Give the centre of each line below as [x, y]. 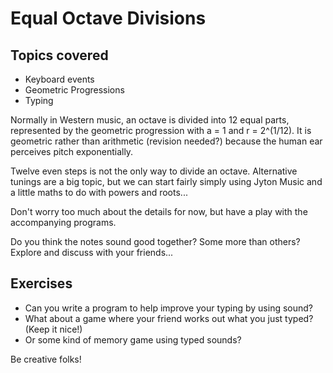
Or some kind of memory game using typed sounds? [133, 339]
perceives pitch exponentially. [72, 151]
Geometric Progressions [74, 90]
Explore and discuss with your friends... [92, 252]
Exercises [41, 283]
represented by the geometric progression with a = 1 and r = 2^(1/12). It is [161, 130]
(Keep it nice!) [53, 329]
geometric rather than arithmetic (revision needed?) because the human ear [166, 141]
